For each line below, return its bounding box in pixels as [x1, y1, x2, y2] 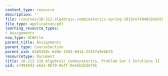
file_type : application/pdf [5, 21, 64, 26]
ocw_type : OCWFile [5, 35, 43, 40]
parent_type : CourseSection [5, 44, 64, 49]
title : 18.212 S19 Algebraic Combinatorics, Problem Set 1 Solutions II [5, 58, 160, 63]
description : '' [5, 12, 39, 17]
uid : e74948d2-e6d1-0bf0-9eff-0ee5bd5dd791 [5, 63, 97, 68]
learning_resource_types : [5, 26, 59, 31]
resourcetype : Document [5, 53, 55, 59]
